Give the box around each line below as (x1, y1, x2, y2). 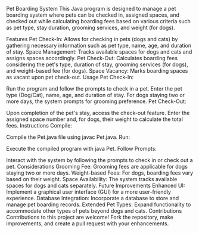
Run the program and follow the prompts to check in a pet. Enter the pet (6, 85, 183, 92)
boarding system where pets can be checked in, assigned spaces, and (6, 11, 180, 18)
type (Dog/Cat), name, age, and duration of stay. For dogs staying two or (6, 92, 185, 98)
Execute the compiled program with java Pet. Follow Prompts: (6, 145, 157, 152)
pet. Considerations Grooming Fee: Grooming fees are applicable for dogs (6, 163, 188, 170)
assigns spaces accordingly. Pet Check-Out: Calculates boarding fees (6, 55, 178, 61)
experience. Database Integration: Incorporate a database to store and (6, 195, 179, 201)
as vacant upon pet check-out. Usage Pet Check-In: (6, 74, 134, 80)
